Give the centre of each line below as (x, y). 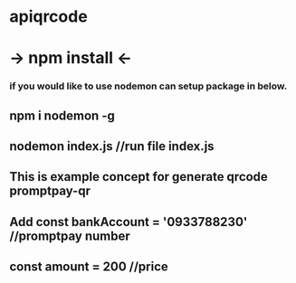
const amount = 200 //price (89, 267)
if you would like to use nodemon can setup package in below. (148, 86)
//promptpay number (70, 236)
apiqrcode (48, 17)
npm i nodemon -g (62, 115)
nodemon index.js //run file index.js (112, 146)
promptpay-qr (50, 191)
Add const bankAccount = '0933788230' (129, 222)
